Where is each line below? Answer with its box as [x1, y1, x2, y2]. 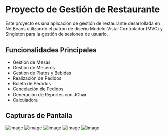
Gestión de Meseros [12, 64, 55, 70]
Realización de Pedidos [12, 75, 62, 81]
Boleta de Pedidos [12, 80, 51, 86]
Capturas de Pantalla [5, 111, 72, 120]
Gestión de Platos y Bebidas [12, 70, 72, 76]
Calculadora [12, 97, 38, 103]
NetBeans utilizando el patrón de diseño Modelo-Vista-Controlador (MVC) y [5, 25, 163, 31]
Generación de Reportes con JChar [12, 91, 87, 97]
